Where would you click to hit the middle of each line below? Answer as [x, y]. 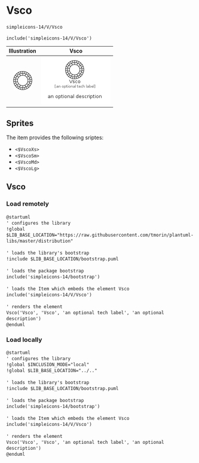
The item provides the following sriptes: [55, 137]
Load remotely [28, 204]
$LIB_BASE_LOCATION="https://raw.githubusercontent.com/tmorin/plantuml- [100, 235]
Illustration [23, 51]
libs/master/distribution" [40, 241]
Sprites [20, 123]
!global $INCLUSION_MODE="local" [48, 364]
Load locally [24, 339]
